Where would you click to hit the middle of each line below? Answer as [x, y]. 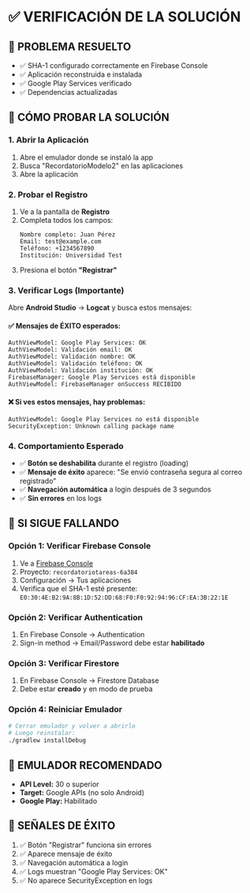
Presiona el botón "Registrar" [68, 269]
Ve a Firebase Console [56, 563]
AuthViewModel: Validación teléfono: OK [76, 364]
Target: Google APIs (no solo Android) [82, 793]
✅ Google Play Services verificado [76, 83]
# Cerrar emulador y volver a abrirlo [72, 726]
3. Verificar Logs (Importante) [66, 290]
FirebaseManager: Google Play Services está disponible [102, 378]
